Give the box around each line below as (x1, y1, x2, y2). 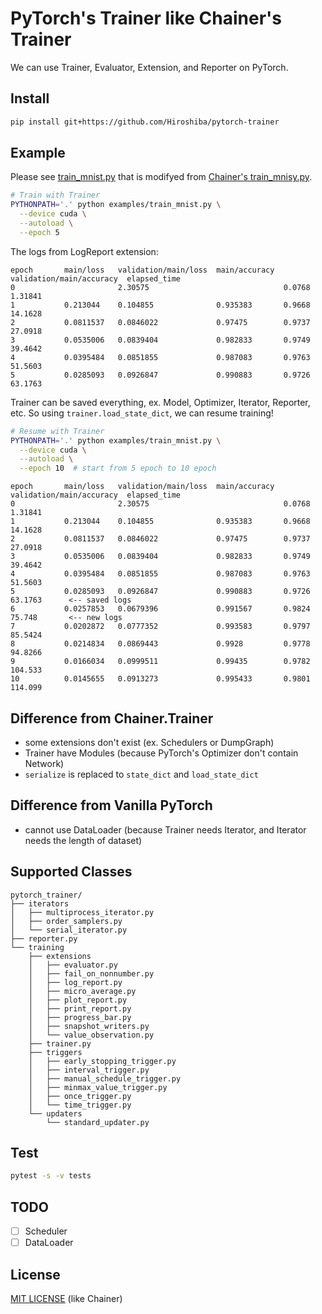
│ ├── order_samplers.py (10, 916, 123, 926)
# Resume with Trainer (10, 426, 105, 436)
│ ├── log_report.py (28, 977, 123, 987)
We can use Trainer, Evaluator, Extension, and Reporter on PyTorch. (10, 61, 289, 73)
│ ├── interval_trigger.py (28, 1065, 150, 1075)
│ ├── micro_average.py (28, 986, 137, 996)
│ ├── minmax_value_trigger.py (28, 1082, 168, 1092)
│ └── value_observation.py (28, 1030, 155, 1040)
